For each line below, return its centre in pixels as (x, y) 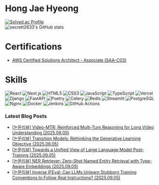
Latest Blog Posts (26, 116)
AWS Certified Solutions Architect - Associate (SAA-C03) (69, 60)
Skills (16, 80)
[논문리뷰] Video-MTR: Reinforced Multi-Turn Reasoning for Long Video (83, 127)
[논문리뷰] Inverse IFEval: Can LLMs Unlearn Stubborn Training (74, 172)
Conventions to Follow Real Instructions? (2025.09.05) (66, 178)
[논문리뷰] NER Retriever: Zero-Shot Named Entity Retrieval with (75, 161)
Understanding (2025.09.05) (40, 133)
